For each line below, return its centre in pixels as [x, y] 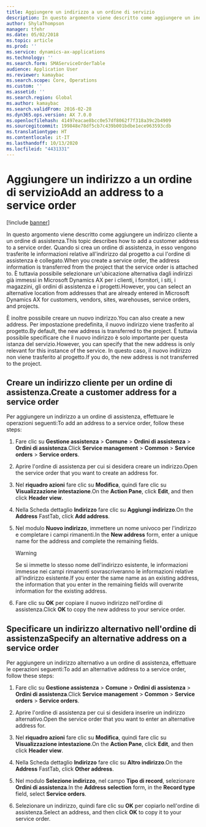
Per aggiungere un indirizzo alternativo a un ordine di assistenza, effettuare [101, 663]
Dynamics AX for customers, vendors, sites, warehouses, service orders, [99, 299]
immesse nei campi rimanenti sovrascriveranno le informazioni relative [104, 572]
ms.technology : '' [30, 58]
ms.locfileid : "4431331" [38, 149]
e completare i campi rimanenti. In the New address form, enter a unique [106, 535]
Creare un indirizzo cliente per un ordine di [90, 383]
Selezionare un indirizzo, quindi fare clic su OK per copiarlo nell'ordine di [107, 806]
